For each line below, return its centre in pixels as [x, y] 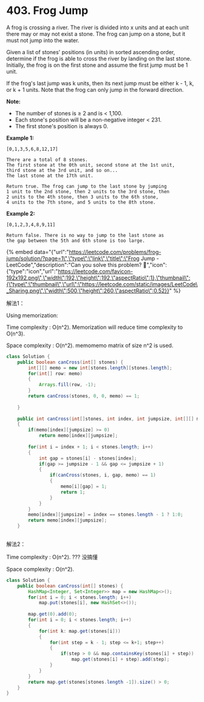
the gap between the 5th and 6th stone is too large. [76, 241]
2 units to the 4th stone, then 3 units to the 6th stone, [83, 197]
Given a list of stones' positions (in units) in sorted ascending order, [91, 52]
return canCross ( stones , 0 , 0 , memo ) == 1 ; [84, 396]
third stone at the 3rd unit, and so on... [62, 170]
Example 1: [20, 138]
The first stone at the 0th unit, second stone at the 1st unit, [90, 165]
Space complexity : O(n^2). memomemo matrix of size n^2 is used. [90, 345]
